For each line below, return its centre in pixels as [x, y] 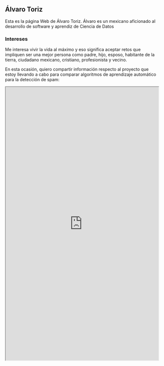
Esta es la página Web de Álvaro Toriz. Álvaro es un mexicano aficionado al [80, 21]
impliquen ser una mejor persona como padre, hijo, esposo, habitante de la [80, 55]
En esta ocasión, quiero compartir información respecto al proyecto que [77, 70]
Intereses [16, 39]
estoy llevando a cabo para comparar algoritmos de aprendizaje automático [81, 74]
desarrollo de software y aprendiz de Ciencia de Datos [59, 26]
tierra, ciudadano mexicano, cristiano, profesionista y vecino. [66, 60]
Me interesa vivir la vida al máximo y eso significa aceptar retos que [73, 50]
